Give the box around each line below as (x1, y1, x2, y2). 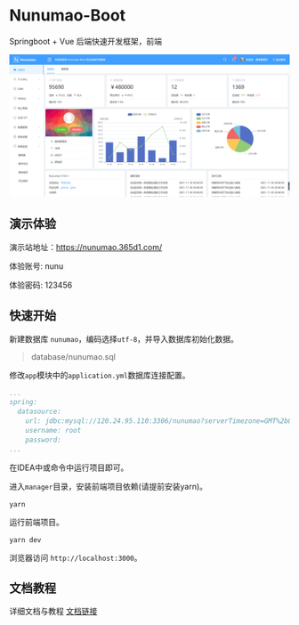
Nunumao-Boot (9, 5, 126, 26)
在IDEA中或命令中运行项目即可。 (9, 462, 129, 473)
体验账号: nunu (9, 260, 64, 272)
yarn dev (9, 535, 42, 544)
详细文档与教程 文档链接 (9, 606, 98, 617)
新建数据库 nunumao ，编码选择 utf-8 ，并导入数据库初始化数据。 (9, 333, 238, 344)
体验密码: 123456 (9, 280, 73, 290)
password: (25, 435, 62, 444)
